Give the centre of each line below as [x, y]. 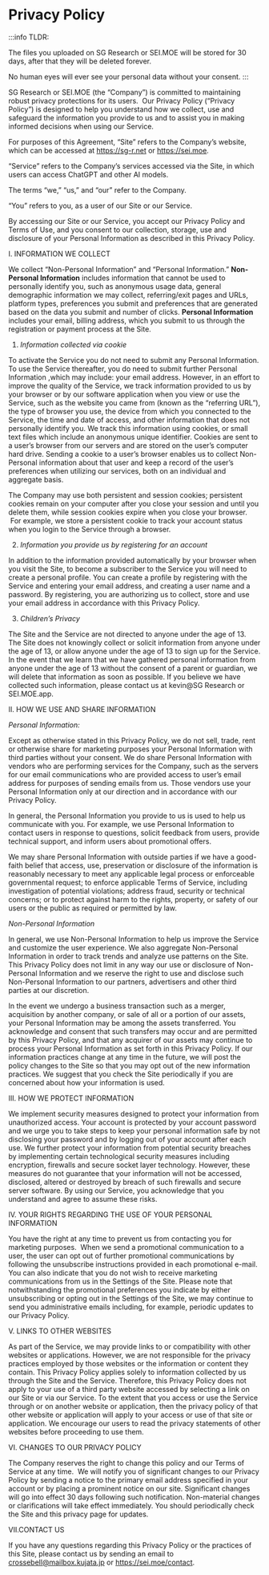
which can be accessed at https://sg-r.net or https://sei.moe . [109, 150]
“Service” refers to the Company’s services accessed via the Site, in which [131, 165]
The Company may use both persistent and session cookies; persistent [125, 494]
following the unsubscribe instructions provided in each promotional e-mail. [133, 1264]
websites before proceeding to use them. [76, 1431]
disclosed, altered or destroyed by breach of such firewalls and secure [125, 1182]
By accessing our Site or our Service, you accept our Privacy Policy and [127, 221]
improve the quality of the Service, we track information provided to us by [130, 385]
